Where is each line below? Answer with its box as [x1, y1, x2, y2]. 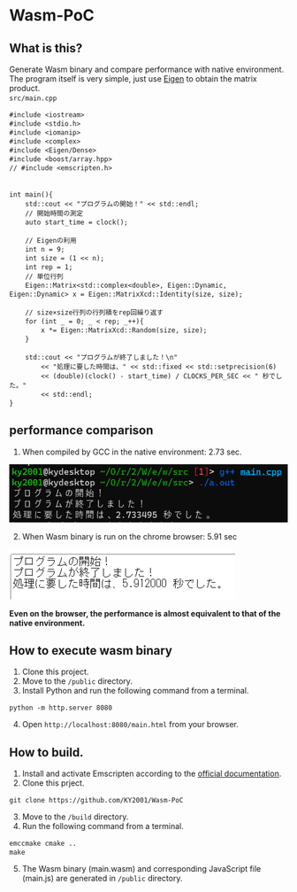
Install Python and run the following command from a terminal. [21, 686, 249, 696]
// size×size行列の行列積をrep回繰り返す [25, 308, 164, 317]
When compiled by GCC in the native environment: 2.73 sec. [21, 446, 242, 457]
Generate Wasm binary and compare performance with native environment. [9, 64, 285, 74]
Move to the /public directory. [21, 676, 133, 686]
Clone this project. [21, 666, 89, 678]
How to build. [9, 745, 84, 760]
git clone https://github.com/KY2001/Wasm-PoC [9, 796, 184, 805]
